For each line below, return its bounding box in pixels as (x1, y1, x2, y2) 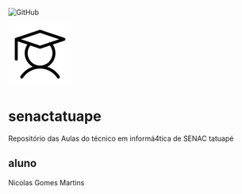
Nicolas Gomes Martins (8, 177, 85, 187)
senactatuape (8, 107, 102, 126)
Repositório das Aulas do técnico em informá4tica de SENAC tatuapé (8, 134, 234, 143)
